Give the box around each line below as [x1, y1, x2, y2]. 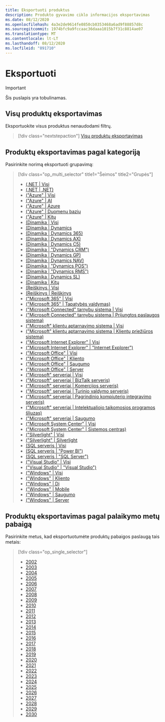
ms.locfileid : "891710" [5, 46, 56, 51]
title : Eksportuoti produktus [5, 7, 70, 13]
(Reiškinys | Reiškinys [25, 290, 72, 296]
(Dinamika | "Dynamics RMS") [25, 269, 89, 275]
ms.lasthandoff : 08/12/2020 [5, 41, 66, 46]
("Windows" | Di [25, 481, 60, 487]
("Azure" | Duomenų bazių [25, 209, 81, 215]
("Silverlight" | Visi [25, 431, 65, 438]
